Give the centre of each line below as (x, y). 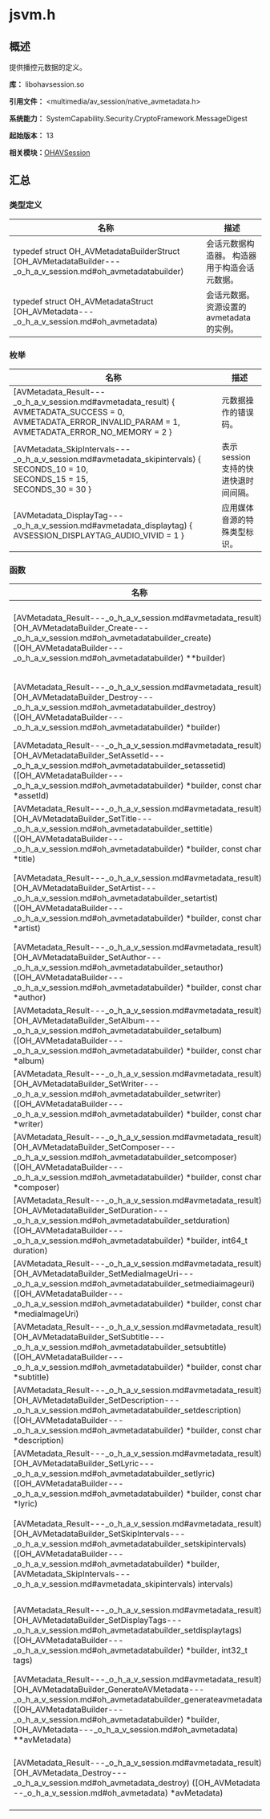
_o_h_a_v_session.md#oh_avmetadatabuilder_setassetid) (120, 766)
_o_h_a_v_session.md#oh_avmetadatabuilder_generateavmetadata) (139, 1699)
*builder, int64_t (216, 1241)
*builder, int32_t (216, 1650)
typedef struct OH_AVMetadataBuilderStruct (97, 251)
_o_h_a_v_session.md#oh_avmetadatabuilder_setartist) (116, 898)
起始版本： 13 (32, 135)
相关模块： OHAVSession (50, 153)
